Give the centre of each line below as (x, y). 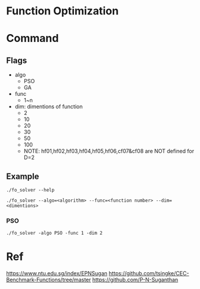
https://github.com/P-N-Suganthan (135, 280)
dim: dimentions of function (49, 107)
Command (33, 39)
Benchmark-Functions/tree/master (49, 280)
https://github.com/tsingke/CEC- (149, 273)
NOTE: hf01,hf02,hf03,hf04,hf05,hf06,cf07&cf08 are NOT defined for (109, 151)
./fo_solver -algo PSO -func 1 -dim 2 (54, 233)
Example (23, 176)
